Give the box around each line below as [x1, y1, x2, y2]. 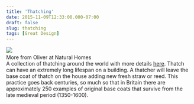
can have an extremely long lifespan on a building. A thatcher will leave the [6, 66, 189, 74]
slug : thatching [6, 25, 46, 31]
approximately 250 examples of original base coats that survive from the [6, 85, 183, 92]
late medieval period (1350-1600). [6, 92, 89, 99]
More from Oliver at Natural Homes [6, 54, 92, 61]
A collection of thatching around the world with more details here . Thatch [6, 60, 185, 67]
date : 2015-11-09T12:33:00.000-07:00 [6, 14, 99, 20]
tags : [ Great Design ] [6, 31, 60, 37]
